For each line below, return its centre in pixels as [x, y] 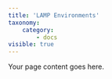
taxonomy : [24, 23]
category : [38, 30]
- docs [47, 37]
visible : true [31, 45]
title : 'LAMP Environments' [54, 15]
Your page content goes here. [56, 66]
